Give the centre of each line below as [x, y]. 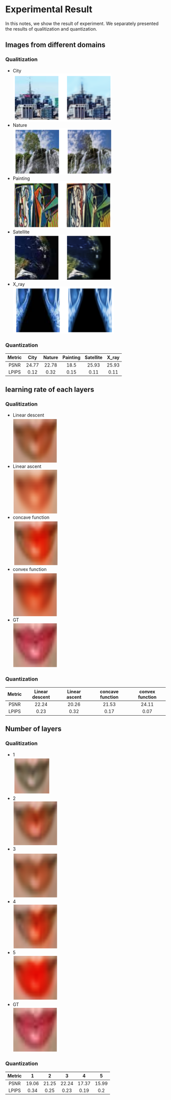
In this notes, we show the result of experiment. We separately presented [82, 23]
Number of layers [34, 729]
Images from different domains [55, 45]
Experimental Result [49, 9]
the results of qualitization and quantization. [51, 29]
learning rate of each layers [50, 389]
